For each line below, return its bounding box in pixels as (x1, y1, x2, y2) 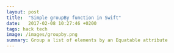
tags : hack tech (6, 26, 48, 32)
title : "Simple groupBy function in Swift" (6, 15, 121, 21)
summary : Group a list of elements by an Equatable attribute (6, 37, 168, 43)
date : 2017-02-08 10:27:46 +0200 (6, 20, 97, 26)
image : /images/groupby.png (6, 32, 78, 38)
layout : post (6, 9, 40, 15)
